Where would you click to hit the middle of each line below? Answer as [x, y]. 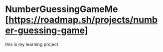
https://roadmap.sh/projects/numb [83, 20]
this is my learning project [32, 44]
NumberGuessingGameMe [62, 9]
